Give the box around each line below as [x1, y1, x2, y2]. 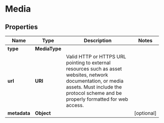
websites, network [65, 71, 108, 78]
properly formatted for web [65, 96, 128, 103]
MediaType [35, 45, 61, 52]
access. [65, 102, 84, 108]
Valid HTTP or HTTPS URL [65, 53, 126, 60]
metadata [7, 110, 30, 116]
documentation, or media [65, 78, 123, 84]
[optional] [134, 110, 157, 116]
